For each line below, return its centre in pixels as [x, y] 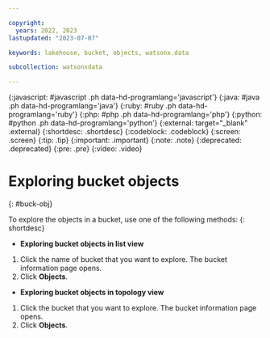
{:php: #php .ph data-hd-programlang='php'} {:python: [171, 115]
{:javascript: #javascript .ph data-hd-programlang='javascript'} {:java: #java [134, 97]
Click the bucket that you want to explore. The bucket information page [138, 308]
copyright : [27, 23]
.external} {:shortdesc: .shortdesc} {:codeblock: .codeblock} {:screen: [125, 132]
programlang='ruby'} [43, 115]
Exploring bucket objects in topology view [92, 293]
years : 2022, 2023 [47, 30]
